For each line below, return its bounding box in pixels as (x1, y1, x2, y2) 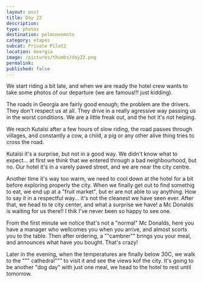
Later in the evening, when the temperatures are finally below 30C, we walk (6, 251, 196, 258)
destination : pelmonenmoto (6, 32, 75, 38)
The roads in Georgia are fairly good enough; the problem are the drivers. (6, 101, 190, 108)
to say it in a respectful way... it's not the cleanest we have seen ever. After (6, 195, 194, 202)
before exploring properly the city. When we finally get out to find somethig (6, 181, 195, 189)
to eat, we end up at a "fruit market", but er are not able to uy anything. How (6, 188, 196, 195)
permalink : (6, 60, 34, 66)
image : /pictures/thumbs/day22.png (6, 54, 97, 60)
